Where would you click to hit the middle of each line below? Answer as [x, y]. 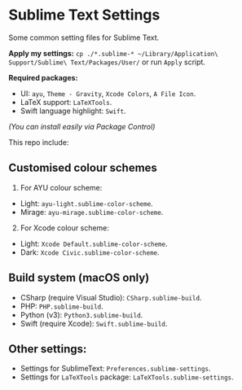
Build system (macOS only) [79, 278]
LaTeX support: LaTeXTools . [66, 102]
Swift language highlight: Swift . [73, 111]
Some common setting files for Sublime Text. [84, 37]
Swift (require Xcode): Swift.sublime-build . [94, 323]
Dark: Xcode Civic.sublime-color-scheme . [90, 252]
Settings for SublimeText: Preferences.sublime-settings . [115, 369]
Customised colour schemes [83, 168]
